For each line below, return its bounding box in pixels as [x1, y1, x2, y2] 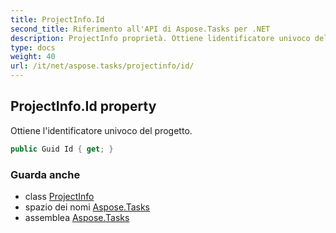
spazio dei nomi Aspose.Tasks [24, 201, 150, 213]
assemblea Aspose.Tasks [24, 211, 130, 223]
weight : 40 [10, 52, 56, 62]
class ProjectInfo [24, 190, 95, 202]
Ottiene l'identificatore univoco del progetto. [10, 124, 193, 136]
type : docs [10, 42, 56, 53]
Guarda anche [10, 167, 81, 181]
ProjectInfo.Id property [10, 98, 157, 115]
